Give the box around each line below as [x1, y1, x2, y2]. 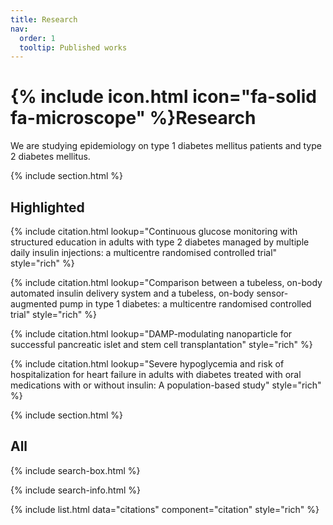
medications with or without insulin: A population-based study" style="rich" [10, 379, 322, 391]
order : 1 [19, 33, 56, 43]
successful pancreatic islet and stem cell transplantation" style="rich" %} [10, 339, 313, 350]
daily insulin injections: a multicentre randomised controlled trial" [10, 247, 278, 258]
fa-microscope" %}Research [10, 107, 257, 130]
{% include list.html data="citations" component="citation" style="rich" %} [10, 503, 320, 515]
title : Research [10, 14, 78, 25]
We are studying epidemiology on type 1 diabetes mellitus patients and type [10, 140, 322, 152]
